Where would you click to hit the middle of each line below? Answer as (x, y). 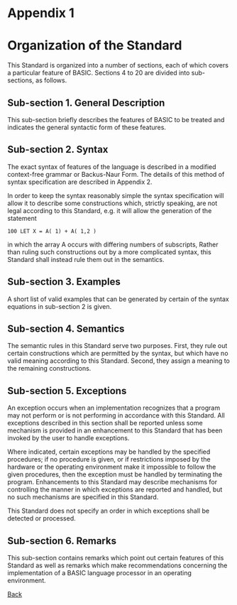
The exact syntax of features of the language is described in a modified (112, 167)
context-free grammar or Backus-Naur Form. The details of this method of (116, 174)
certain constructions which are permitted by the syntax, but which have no (118, 354)
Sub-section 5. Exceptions (67, 391)
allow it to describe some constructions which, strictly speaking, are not (112, 203)
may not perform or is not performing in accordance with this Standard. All (116, 415)
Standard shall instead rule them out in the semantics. (86, 259)
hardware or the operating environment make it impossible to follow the (112, 467)
